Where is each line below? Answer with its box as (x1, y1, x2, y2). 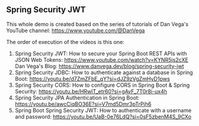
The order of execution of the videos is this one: (6, 38, 124, 45)
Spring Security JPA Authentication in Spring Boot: (14, 94, 140, 101)
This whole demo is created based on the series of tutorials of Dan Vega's (6, 20, 189, 27)
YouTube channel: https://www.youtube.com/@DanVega (6, 27, 145, 34)
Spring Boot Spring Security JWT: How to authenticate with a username (14, 106, 192, 114)
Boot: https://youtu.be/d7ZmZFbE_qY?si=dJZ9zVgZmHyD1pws (14, 75, 170, 82)
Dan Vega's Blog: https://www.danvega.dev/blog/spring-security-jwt (14, 62, 184, 70)
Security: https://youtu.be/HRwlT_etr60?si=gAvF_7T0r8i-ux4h (14, 87, 167, 94)
